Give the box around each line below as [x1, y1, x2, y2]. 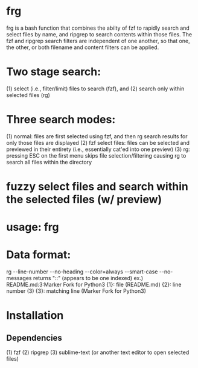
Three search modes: [6, 113, 116, 127]
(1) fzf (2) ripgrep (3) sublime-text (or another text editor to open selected [6, 349, 190, 356]
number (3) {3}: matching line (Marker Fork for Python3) [6, 287, 147, 295]
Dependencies [6, 332, 62, 343]
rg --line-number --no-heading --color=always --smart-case [6, 268, 158, 275]
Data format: [6, 248, 71, 262]
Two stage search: [6, 65, 101, 79]
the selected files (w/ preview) [6, 193, 162, 206]
